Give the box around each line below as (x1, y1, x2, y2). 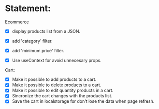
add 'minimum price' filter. (12, 48, 64, 54)
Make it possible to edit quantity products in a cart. (12, 88, 114, 93)
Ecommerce (5, 19, 29, 25)
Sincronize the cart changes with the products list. (12, 93, 113, 99)
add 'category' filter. (12, 38, 53, 44)
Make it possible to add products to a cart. (12, 77, 97, 82)
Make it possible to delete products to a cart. (12, 82, 101, 88)
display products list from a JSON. (12, 28, 81, 34)
